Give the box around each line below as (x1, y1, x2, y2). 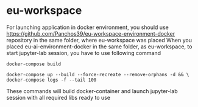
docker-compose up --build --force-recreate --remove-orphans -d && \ (6, 71, 189, 77)
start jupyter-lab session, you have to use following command (6, 49, 161, 56)
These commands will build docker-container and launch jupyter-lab (6, 87, 178, 94)
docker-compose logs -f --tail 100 (6, 77, 97, 83)
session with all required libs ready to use (6, 94, 111, 101)
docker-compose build (6, 61, 62, 67)
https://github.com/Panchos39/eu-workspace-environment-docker (6, 30, 175, 37)
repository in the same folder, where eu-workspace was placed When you (6, 36, 192, 44)
